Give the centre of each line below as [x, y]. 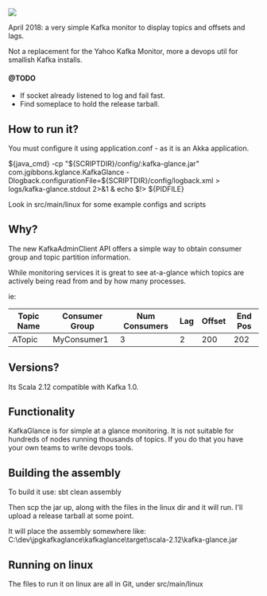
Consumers [145, 325]
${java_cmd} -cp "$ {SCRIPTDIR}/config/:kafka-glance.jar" [104, 164]
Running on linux [51, 565]
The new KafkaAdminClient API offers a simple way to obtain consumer [125, 248]
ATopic [25, 339]
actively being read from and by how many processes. [97, 281]
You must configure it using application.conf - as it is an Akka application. [129, 148]
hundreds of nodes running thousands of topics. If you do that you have [126, 439]
